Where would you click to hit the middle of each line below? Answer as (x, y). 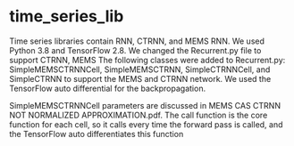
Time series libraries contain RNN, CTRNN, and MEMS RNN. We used (137, 41)
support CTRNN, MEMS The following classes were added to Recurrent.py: (147, 60)
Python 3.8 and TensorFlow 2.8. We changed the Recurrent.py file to (135, 50)
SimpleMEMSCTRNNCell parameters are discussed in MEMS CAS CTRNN (145, 105)
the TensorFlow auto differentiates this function (97, 134)
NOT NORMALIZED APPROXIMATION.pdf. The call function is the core (139, 115)
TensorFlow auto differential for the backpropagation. (108, 88)
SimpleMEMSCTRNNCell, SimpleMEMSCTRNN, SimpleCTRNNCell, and (140, 69)
